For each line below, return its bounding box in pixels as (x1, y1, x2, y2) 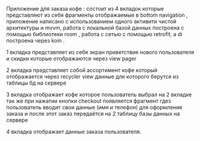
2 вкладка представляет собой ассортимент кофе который (6, 67, 157, 74)
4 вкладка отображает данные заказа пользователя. (6, 128, 142, 135)
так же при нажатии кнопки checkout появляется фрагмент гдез (6, 97, 171, 104)
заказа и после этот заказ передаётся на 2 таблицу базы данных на (6, 110, 180, 117)
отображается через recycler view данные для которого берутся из (6, 73, 179, 80)
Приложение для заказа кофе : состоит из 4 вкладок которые (6, 5, 164, 12)
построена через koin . (6, 37, 65, 44)
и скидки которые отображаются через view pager (6, 55, 137, 62)
